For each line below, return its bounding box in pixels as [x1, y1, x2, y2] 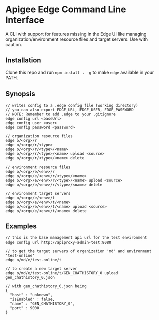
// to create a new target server [5, 266, 78, 271]
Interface [5, 14, 44, 26]
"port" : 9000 [10, 306, 39, 311]
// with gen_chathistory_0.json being [5, 284, 87, 289]
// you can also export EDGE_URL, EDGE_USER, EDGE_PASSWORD [5, 107, 134, 112]
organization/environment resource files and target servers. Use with [5, 36, 148, 42]
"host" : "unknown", [10, 293, 53, 298]
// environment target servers [5, 191, 71, 196]
